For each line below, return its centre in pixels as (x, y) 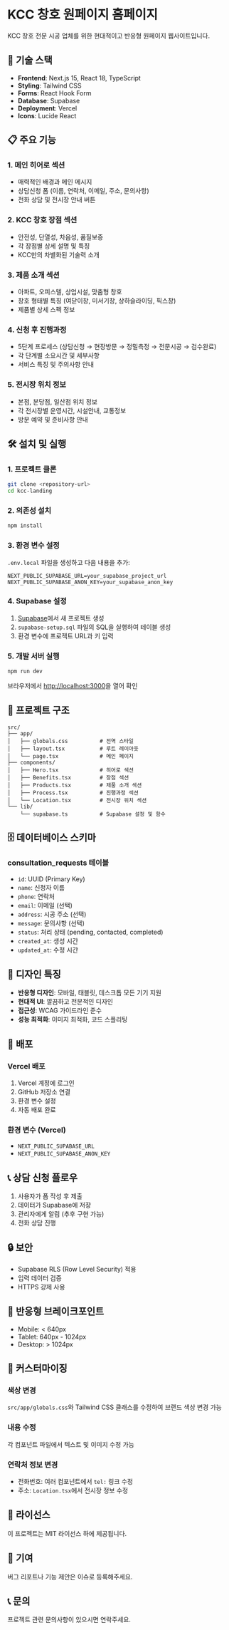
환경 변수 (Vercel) (37, 1130)
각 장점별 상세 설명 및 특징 (54, 246)
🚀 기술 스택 (30, 60)
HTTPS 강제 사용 (41, 1287)
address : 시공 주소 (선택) (52, 914)
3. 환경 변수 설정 (34, 546)
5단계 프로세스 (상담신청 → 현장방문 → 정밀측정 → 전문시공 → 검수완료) (117, 347)
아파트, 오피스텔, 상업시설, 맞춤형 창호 (70, 292)
